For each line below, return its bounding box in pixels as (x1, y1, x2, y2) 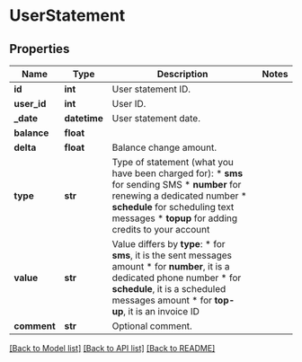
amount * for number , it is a (111, 260, 231, 272)
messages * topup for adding (111, 212, 238, 225)
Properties (9, 41, 70, 57)
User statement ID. (111, 83, 191, 95)
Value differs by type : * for (111, 238, 226, 250)
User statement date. (111, 112, 200, 124)
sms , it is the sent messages (111, 249, 232, 261)
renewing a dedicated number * (111, 190, 247, 202)
